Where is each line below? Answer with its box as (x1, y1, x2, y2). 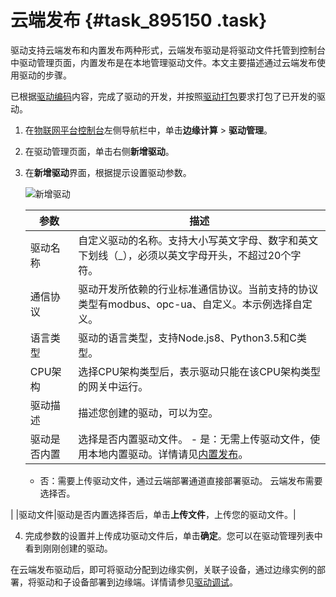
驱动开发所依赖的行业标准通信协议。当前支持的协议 (78, 282, 319, 296)
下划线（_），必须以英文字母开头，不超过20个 (78, 248, 292, 262)
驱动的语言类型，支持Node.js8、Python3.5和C (78, 331, 298, 345)
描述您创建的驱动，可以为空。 (78, 406, 219, 420)
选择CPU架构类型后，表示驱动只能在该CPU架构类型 (78, 364, 321, 378)
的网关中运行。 (78, 379, 149, 393)
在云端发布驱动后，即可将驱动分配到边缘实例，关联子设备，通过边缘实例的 (10, 563, 317, 575)
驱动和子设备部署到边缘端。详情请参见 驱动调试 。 (36, 576, 238, 588)
